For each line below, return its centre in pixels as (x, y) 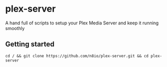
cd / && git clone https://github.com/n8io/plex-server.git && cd (77, 56)
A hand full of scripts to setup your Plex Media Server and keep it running (82, 23)
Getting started (30, 44)
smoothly (15, 28)
